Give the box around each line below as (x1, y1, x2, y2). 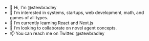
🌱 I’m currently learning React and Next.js (9, 20, 94, 26)
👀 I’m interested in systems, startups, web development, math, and (9, 10, 144, 15)
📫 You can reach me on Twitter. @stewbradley (9, 30, 105, 36)
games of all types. (9, 15, 48, 20)
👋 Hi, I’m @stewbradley (9, 5, 57, 10)
